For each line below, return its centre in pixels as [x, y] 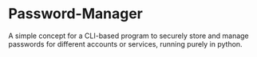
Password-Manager [76, 14]
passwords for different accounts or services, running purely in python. [125, 44]
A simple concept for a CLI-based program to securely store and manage [128, 36]
